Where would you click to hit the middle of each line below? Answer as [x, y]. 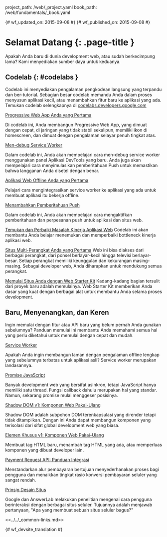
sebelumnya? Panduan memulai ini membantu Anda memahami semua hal [81, 330]
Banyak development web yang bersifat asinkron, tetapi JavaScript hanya [81, 384]
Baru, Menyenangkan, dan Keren [57, 313]
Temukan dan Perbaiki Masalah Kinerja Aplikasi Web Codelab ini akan [77, 229]
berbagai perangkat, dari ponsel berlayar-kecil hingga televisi [68, 255]
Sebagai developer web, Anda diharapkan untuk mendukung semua [92, 266]
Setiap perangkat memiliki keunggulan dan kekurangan [76, 260]
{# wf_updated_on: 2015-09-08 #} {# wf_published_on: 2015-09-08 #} [78, 22]
